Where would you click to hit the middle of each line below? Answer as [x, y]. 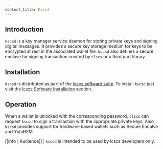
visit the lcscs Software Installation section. [49, 89]
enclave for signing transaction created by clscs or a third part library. [76, 57]
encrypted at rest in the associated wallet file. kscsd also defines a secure [79, 51]
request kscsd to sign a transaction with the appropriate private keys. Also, [80, 121]
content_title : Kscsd [27, 10]
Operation [21, 104]
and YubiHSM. [20, 132]
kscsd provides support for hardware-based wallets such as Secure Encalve [81, 127]
